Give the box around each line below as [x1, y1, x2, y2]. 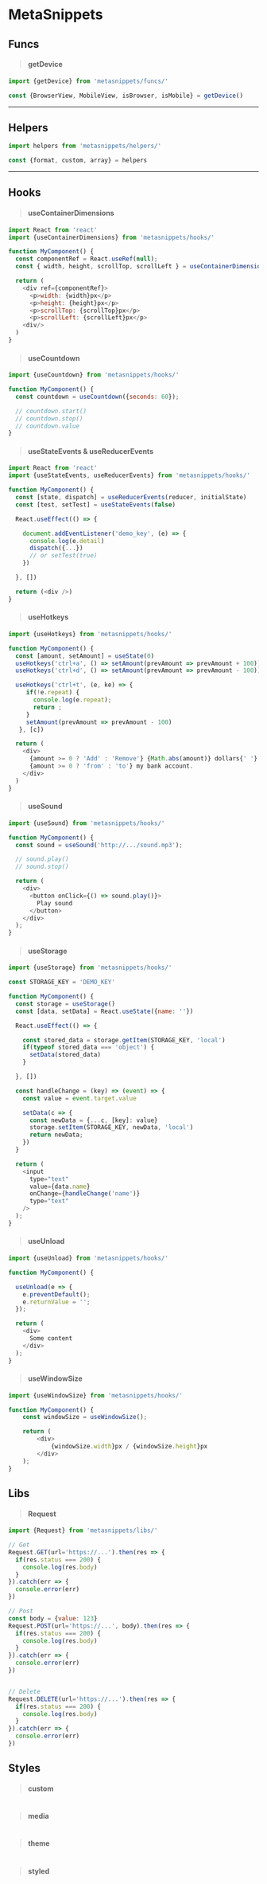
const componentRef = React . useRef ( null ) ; [15, 255, 158, 264]
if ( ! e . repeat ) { [25, 689, 80, 697]
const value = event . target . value [22, 1094, 137, 1102]
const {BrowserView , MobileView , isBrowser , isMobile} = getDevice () [8, 92, 244, 100]
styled [27, 1866, 50, 1876]
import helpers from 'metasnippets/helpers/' [8, 142, 161, 150]
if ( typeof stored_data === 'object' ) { [22, 1043, 155, 1052]
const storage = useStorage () [15, 999, 115, 1008]
